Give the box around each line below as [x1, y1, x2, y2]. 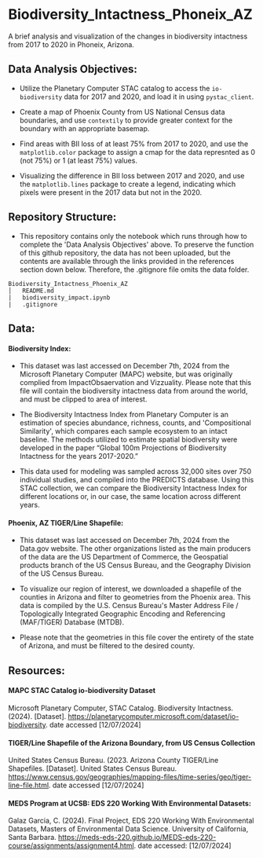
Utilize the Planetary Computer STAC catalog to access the [19, 83, 210, 93]
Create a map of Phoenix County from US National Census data [19, 107, 225, 116]
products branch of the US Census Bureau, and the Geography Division [19, 560, 251, 570]
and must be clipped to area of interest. [19, 394, 148, 404]
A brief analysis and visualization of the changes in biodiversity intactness [8, 31, 248, 41]
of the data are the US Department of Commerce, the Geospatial [19, 552, 228, 562]
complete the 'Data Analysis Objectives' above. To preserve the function [19, 240, 254, 249]
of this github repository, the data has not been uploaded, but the [19, 247, 231, 257]
